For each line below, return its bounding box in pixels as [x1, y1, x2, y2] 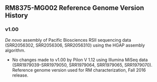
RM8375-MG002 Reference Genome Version [5, 4, 144, 12]
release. [12, 72, 29, 78]
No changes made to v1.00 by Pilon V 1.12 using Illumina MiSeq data [12, 57, 148, 63]
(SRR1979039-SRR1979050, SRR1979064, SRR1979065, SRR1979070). [12, 62, 153, 67]
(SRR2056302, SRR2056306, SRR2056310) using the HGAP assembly [5, 42, 145, 48]
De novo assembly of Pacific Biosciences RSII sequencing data [5, 37, 131, 43]
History [5, 12, 28, 20]
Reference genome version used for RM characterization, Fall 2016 [12, 67, 146, 73]
